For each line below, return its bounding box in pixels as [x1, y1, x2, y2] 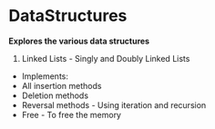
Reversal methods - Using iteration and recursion [21, 99, 207, 110]
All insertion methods [21, 80, 102, 91]
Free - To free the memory [21, 109, 122, 120]
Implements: [21, 70, 69, 82]
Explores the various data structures [8, 35, 150, 46]
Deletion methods [21, 90, 88, 101]
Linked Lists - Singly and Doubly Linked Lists [21, 53, 190, 64]
